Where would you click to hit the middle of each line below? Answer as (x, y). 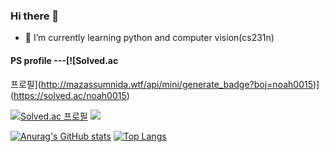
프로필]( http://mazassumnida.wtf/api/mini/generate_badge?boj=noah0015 (161, 84)
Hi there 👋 (35, 16)
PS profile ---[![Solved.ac (64, 60)
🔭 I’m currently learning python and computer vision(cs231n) (149, 38)
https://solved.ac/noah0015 (70, 95)
